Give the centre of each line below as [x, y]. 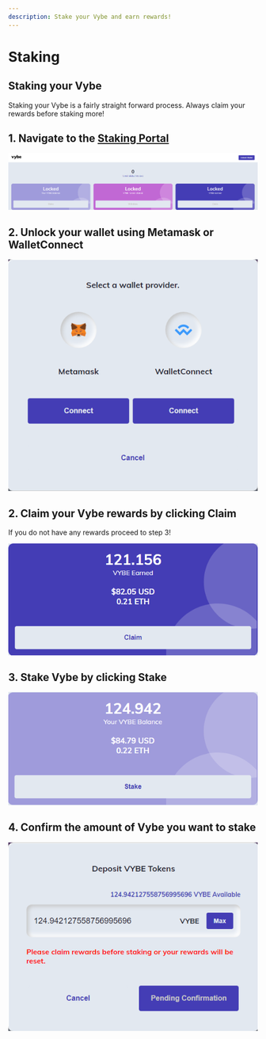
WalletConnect [46, 244]
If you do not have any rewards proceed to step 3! [90, 533]
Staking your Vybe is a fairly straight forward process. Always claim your [127, 105]
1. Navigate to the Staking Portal [89, 139]
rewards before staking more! [56, 113]
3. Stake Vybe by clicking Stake [88, 677]
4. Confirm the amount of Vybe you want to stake [132, 828]
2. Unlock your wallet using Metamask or [111, 232]
